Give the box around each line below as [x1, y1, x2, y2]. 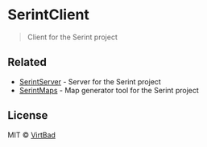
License [7, 108, 48, 122]
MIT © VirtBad [7, 130, 56, 140]
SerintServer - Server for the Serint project [19, 76, 162, 86]
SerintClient [7, 6, 90, 24]
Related [7, 55, 48, 69]
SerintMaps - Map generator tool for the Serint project [19, 85, 199, 95]
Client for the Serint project [27, 32, 118, 42]
